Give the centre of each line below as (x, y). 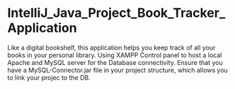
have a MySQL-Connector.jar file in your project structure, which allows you (117, 70)
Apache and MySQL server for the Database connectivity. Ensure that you (115, 62)
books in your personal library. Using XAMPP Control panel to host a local (115, 55)
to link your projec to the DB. (49, 77)
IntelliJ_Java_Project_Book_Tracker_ (116, 13)
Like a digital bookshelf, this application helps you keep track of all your (111, 47)
